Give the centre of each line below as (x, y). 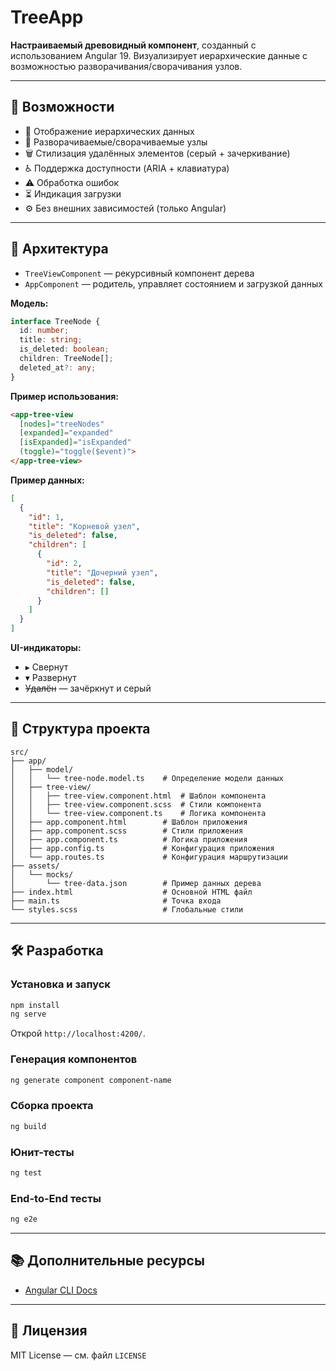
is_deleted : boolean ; (64, 349)
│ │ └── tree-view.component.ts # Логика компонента (138, 813)
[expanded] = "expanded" (66, 433)
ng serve (28, 1014)
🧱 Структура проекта (80, 729)
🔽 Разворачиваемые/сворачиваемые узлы (116, 142)
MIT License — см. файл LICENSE (78, 1355)
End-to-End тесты (56, 1198)
